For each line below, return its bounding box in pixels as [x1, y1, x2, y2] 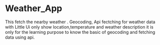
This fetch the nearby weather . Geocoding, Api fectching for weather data [5, 19, 156, 25]
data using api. [5, 34, 35, 40]
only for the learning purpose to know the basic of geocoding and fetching [5, 29, 156, 35]
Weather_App [5, 3, 63, 14]
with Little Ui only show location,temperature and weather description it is [5, 24, 154, 30]
